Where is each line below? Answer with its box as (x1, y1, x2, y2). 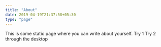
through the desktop (5, 36, 48, 42)
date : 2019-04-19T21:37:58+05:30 (5, 12, 76, 17)
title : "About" (5, 7, 38, 13)
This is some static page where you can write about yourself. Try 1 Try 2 (5, 31, 156, 37)
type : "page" (5, 17, 33, 22)
